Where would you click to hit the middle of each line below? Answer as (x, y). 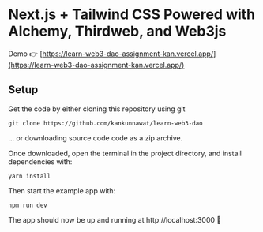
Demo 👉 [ (25, 54)
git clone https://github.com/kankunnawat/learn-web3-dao (105, 123)
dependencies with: (40, 161)
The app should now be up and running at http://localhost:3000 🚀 (115, 219)
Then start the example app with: (62, 190)
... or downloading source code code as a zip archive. (96, 138)
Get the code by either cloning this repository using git (97, 109)
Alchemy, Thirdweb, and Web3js (117, 31)
